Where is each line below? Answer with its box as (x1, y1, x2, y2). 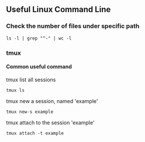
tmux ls (6, 87, 25, 93)
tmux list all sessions (6, 76, 56, 83)
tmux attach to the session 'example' (6, 119, 95, 126)
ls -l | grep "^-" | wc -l (6, 35, 72, 41)
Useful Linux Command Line (6, 5, 111, 15)
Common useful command (6, 63, 72, 70)
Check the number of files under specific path (6, 22, 140, 30)
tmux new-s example (6, 109, 54, 115)
